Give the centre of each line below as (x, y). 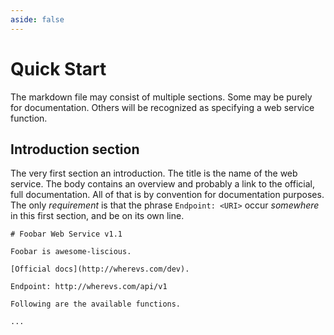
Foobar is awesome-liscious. (71, 252)
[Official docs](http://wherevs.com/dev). (100, 269)
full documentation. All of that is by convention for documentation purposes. (167, 195)
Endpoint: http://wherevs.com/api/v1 (89, 287)
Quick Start (58, 68)
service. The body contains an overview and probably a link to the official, (162, 184)
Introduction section (75, 149)
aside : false (37, 19)
